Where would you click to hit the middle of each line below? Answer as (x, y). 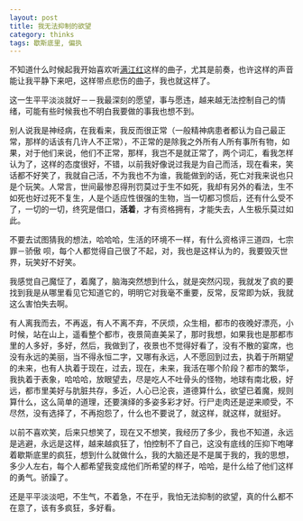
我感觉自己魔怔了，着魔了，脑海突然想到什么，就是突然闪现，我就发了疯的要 (151, 281)
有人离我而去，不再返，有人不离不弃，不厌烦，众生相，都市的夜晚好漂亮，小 (151, 323)
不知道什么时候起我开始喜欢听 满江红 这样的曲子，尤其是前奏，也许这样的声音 (151, 69)
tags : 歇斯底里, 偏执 (46, 43)
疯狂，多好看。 (92, 508)
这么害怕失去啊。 (41, 304)
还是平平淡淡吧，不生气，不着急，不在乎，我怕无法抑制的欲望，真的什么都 (147, 497)
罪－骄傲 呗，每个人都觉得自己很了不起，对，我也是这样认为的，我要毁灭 (145, 251)
